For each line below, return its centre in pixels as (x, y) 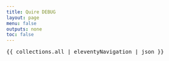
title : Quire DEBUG (31, 12)
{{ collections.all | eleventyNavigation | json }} (85, 52)
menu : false (21, 23)
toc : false (20, 35)
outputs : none (24, 29)
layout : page (23, 18)
